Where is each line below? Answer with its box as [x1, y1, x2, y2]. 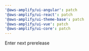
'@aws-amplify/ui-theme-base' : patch [5, 17, 84, 22]
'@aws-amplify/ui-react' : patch [5, 12, 73, 17]
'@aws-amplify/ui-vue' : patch [5, 21, 69, 27]
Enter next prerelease [5, 40, 50, 46]
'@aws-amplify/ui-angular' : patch [5, 7, 78, 13]
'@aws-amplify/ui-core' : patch [5, 26, 71, 31]
